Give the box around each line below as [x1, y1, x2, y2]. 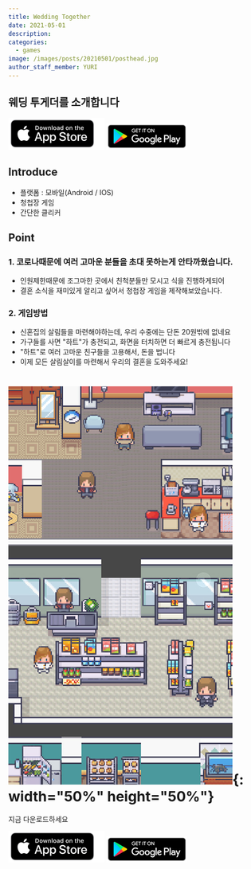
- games [15, 46, 41, 55]
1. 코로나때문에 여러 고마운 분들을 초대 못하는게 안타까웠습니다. [8, 256, 233, 267]
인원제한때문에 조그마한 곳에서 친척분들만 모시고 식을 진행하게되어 [19, 276, 225, 286]
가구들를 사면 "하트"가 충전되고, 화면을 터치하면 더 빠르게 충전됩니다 [19, 337, 231, 346]
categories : [8, 38, 48, 46]
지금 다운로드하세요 [8, 815, 69, 824]
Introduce [8, 166, 58, 179]
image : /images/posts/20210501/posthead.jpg [8, 55, 159, 63]
